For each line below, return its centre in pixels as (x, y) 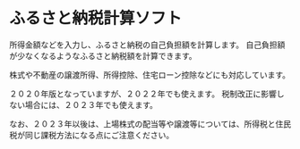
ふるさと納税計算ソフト (96, 18)
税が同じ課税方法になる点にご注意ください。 (92, 135)
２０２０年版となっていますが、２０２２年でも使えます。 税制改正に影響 (143, 94)
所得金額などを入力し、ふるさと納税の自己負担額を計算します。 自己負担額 (147, 45)
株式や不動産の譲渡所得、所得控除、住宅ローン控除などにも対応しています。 (150, 74)
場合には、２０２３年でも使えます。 (91, 104)
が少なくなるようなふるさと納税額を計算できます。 (103, 55)
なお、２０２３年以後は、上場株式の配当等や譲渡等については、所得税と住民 (150, 124)
